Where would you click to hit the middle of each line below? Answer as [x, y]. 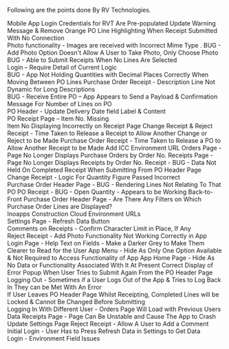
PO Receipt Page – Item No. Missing [58, 119]
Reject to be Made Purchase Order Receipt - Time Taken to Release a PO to [114, 140]
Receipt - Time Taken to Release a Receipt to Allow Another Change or [107, 133]
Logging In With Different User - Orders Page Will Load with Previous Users [114, 309]
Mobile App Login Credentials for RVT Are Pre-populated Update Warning [111, 23]
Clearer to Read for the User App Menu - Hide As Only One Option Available [115, 250]
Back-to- [200, 192]
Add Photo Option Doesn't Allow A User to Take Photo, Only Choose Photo [113, 52]
